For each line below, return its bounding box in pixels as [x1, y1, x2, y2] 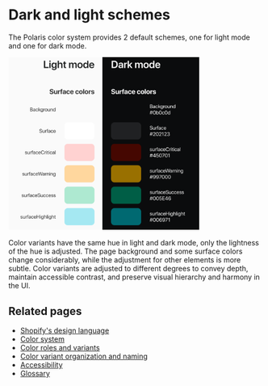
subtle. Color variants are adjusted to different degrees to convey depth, [8, 264, 249, 274]
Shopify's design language [19, 325, 110, 335]
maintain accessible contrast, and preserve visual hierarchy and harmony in [8, 272, 261, 282]
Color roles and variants [19, 342, 100, 352]
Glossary [19, 368, 51, 378]
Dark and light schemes [8, 6, 171, 24]
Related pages [8, 304, 82, 318]
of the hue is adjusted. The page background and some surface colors [8, 246, 243, 256]
